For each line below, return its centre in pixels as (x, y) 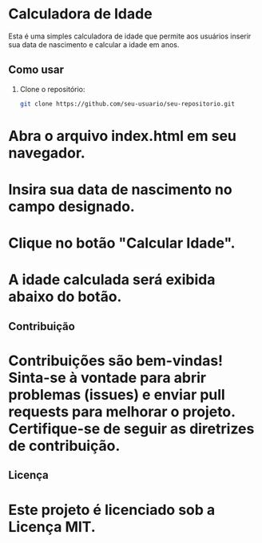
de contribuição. (64, 446)
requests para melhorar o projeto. (122, 411)
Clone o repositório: (52, 89)
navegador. (47, 153)
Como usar (36, 70)
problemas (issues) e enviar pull (117, 394)
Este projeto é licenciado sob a (112, 510)
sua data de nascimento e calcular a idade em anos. (94, 44)
